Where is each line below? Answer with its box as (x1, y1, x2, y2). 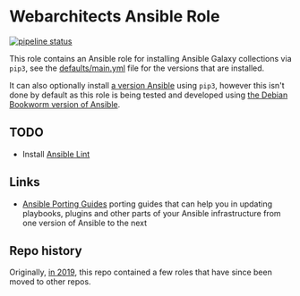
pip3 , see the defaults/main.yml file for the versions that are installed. (9, 63, 265, 73)
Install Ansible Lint (21, 148, 90, 159)
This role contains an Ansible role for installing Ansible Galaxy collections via (9, 53, 292, 63)
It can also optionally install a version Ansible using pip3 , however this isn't (9, 80, 285, 90)
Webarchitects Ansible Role (9, 6, 220, 27)
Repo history (9, 243, 82, 258)
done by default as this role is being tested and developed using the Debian (9, 89, 288, 100)
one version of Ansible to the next (21, 217, 148, 228)
